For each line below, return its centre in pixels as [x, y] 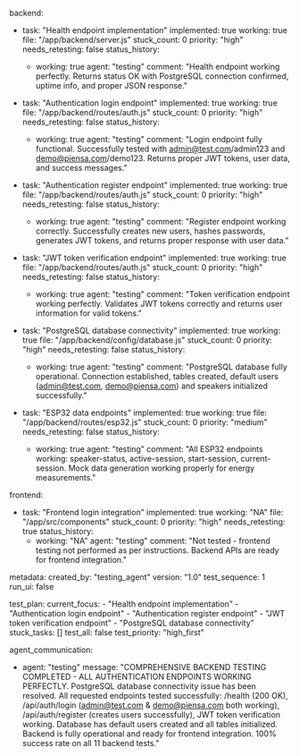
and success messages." [81, 168]
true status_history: [58, 531]
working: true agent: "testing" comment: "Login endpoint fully [149, 139]
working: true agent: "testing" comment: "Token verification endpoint [162, 294]
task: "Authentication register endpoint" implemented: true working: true [155, 185]
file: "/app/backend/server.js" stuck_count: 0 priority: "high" [133, 40]
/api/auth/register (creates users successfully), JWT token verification [151, 714]
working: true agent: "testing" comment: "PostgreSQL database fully [162, 367]
